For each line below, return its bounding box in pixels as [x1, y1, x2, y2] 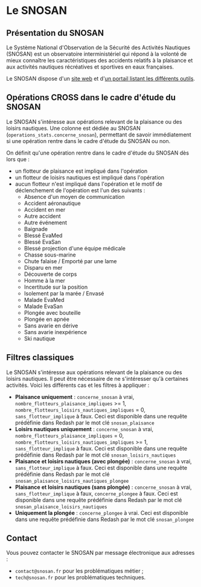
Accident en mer [24, 206, 66, 213]
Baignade [24, 225, 48, 232]
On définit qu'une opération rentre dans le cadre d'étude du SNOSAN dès [6, 149, 189, 156]
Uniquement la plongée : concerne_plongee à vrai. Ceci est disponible [14, 509, 188, 516]
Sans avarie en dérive [24, 322, 78, 329]
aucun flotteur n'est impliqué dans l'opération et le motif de [14, 180, 163, 187]
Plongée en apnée [24, 315, 69, 323]
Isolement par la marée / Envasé [24, 289, 104, 297]
